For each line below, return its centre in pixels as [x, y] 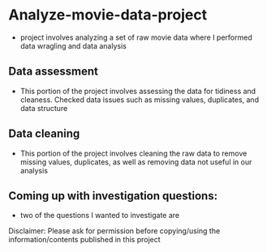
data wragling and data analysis [73, 45]
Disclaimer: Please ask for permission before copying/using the [114, 231]
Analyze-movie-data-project [108, 15]
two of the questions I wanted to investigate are [100, 216]
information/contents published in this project [84, 240]
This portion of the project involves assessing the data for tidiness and [138, 91]
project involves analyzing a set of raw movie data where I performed [136, 37]
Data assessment [54, 72]
